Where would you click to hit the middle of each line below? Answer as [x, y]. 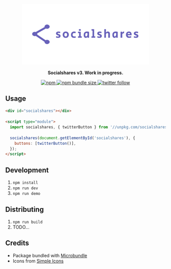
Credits [17, 243]
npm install [25, 183]
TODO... [21, 227]
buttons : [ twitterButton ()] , [45, 143]
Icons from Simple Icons [38, 261]
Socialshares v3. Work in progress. [85, 73]
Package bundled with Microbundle [50, 255]
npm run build [27, 222]
